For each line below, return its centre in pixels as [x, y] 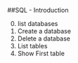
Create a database [44, 31]
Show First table [41, 53]
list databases [38, 23]
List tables [32, 46]
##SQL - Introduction [38, 10]
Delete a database [44, 38]
